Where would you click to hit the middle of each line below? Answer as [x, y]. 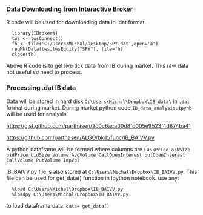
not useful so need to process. [45, 72]
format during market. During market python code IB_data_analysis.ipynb [99, 107]
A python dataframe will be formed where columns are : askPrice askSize [98, 149]
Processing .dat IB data [41, 88]
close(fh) [24, 55]
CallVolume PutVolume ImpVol [43, 160]
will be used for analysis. [37, 114]
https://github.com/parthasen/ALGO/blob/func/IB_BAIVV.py [80, 137]
